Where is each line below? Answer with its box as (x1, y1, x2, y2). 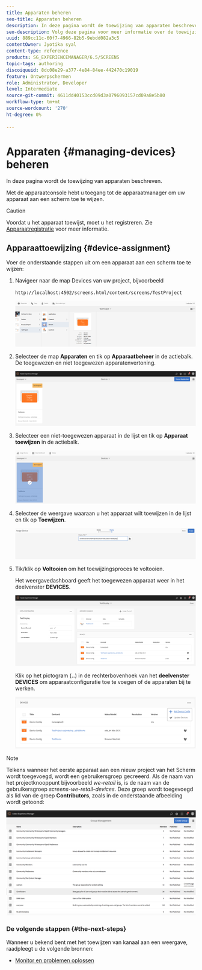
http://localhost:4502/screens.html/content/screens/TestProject (14, 290, 182, 296)
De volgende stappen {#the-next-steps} (6, 925, 127, 933)
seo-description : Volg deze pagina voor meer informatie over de (6, 29, 173, 35)
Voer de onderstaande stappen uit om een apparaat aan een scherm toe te (6, 259, 191, 266)
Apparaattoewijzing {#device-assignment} (6, 243, 171, 253)
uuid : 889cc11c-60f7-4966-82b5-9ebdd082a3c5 (6, 35, 120, 42)
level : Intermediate (6, 86, 58, 92)
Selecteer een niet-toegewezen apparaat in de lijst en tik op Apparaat (14, 432, 188, 439)
